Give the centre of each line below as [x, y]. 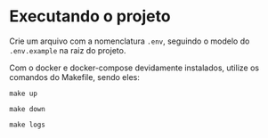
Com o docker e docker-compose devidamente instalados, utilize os [134, 68]
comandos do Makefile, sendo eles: [74, 77]
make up [24, 93]
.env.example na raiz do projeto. [68, 50]
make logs [28, 125]
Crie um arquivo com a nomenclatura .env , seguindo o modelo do [130, 41]
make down [28, 109]
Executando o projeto [90, 16]
